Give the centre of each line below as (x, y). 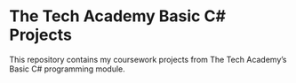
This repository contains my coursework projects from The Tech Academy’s (148, 59)
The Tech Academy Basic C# (118, 16)
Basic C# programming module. (68, 69)
